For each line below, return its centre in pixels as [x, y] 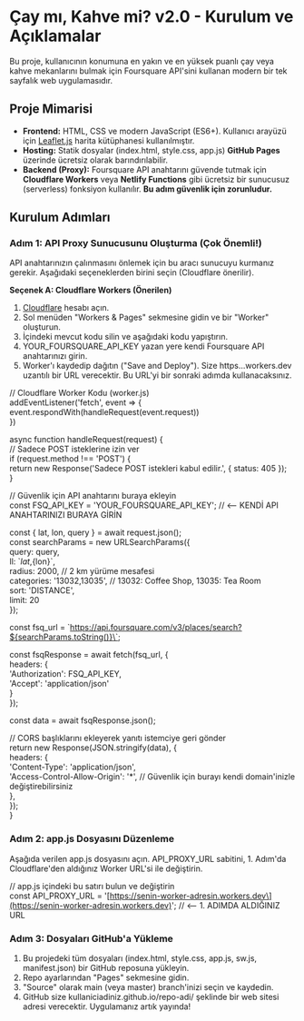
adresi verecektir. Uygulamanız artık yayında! [107, 1006]
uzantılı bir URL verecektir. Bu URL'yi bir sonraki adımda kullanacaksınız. [157, 375]
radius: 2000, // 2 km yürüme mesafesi [82, 571]
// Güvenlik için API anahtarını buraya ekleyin [93, 496]
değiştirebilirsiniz [41, 787]
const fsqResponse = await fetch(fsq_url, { [89, 655]
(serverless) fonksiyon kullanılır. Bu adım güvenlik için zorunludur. [147, 189]
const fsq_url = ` [40, 628]
